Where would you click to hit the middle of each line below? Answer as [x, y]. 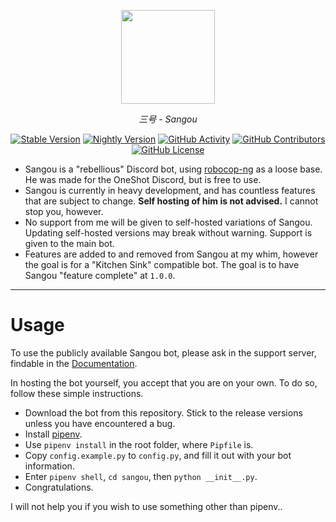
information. [49, 466]
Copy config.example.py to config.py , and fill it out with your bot [158, 455]
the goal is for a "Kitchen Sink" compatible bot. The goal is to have [162, 264]
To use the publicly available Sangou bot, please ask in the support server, [163, 352]
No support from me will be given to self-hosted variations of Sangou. [168, 222]
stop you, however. [64, 211]
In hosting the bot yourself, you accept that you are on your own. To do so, [164, 382]
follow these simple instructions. [77, 393]
